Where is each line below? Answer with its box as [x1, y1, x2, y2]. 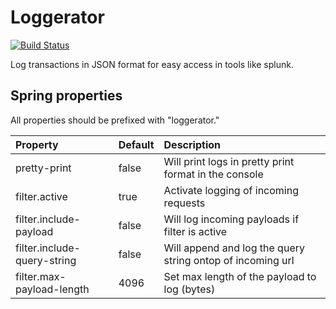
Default [118, 137, 155, 151]
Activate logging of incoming [163, 183, 299, 197]
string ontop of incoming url [163, 253, 295, 267]
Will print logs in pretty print [163, 154, 295, 168]
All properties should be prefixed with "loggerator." [10, 114, 220, 126]
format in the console [163, 167, 264, 181]
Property [15, 137, 59, 151]
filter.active [15, 189, 68, 203]
